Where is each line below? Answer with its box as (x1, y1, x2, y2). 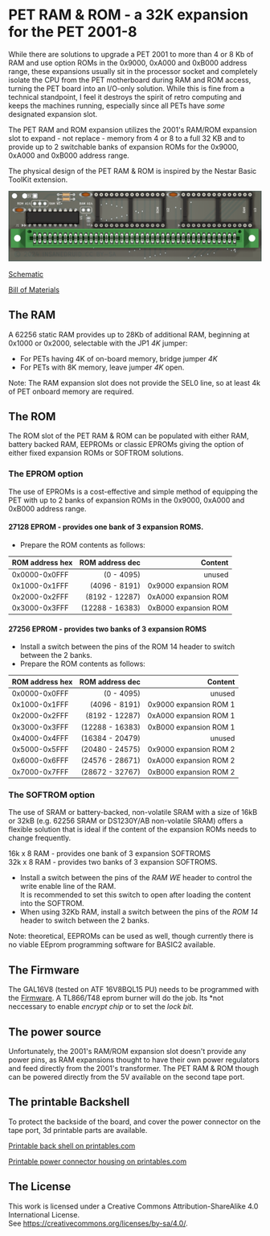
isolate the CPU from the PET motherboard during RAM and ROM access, (8, 75, 252, 85)
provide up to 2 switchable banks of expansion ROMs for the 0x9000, (8, 142, 239, 151)
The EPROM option (8, 469, 84, 480)
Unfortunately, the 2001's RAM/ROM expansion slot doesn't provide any (8, 1047, 247, 1056)
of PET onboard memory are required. (8, 387, 134, 396)
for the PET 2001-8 (8, 23, 138, 41)
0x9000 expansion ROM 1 (147, 700, 235, 709)
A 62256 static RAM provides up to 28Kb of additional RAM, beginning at (8, 329, 250, 339)
